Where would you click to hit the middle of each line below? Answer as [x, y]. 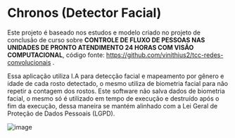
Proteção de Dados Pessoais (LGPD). [61, 113]
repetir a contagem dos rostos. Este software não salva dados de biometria [116, 91]
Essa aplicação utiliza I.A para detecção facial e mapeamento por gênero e [116, 76]
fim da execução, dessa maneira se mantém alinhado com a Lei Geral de [113, 106]
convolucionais [29, 62]
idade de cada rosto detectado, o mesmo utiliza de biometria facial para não [118, 83]
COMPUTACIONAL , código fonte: [56, 55]
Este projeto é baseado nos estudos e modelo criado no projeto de [104, 32]
